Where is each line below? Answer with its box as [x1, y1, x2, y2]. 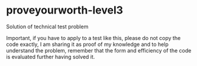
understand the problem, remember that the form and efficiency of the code [6, 47, 192, 54]
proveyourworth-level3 [6, 4, 123, 17]
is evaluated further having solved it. [6, 53, 95, 60]
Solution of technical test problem [6, 23, 89, 30]
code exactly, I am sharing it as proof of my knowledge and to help [6, 41, 169, 48]
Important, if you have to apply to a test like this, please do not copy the [6, 34, 181, 41]
